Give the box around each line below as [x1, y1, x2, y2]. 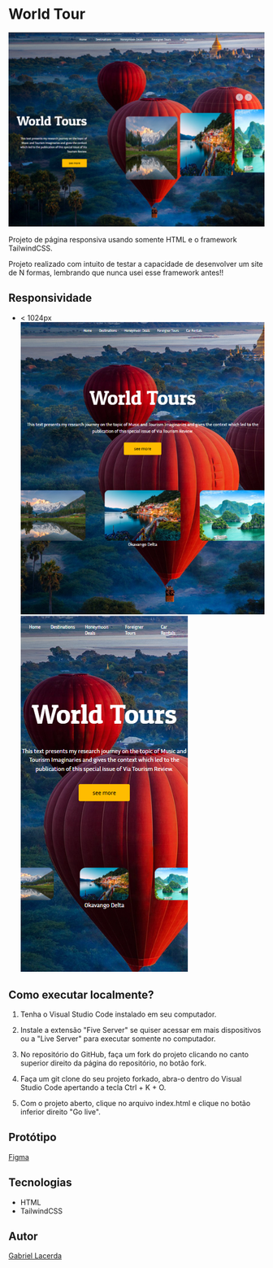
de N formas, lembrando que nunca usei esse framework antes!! [8, 268, 224, 277]
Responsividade [8, 291, 92, 305]
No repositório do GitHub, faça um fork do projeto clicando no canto [19, 1050, 249, 1059]
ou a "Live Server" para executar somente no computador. [19, 1034, 216, 1044]
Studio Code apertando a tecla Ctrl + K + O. [19, 1083, 167, 1092]
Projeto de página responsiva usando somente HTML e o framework [8, 234, 237, 244]
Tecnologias [8, 1176, 72, 1190]
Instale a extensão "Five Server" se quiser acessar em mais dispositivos [19, 1026, 262, 1035]
